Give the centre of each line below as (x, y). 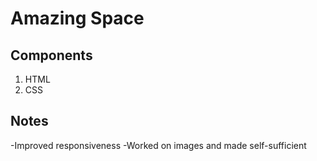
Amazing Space (77, 18)
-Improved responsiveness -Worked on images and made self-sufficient (158, 145)
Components (51, 55)
